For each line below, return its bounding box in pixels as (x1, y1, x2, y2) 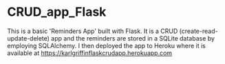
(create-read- (179, 27, 218, 35)
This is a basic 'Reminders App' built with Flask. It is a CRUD (7, 27, 178, 35)
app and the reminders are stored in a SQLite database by (51, 34, 215, 42)
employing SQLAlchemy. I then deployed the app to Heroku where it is (7, 41, 206, 50)
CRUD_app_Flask (7, 4, 107, 20)
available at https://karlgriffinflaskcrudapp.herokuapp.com (7, 49, 173, 57)
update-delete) (7, 34, 50, 42)
